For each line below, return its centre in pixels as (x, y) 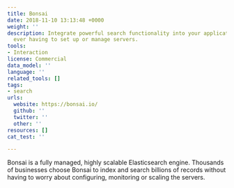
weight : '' (23, 26)
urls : (15, 98)
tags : (15, 85)
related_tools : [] (34, 78)
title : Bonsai (28, 14)
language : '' (26, 72)
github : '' (29, 111)
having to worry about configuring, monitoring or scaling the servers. (106, 178)
